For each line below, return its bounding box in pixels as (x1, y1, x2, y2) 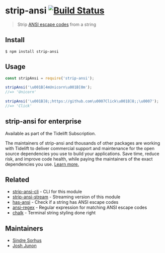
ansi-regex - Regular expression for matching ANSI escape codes (12, 204, 148, 211)
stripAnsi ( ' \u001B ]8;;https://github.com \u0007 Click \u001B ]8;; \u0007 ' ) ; (5, 98, 159, 104)
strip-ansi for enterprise (5, 117, 82, 126)
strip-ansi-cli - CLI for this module (12, 189, 82, 195)
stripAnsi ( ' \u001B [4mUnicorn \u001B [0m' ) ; (5, 85, 92, 90)
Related (5, 175, 30, 184)
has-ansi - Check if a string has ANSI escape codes (12, 199, 119, 205)
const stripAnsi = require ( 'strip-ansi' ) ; (5, 76, 94, 81)
